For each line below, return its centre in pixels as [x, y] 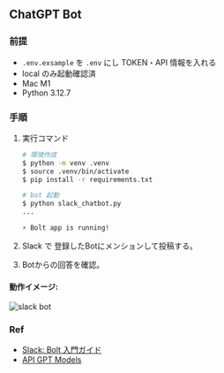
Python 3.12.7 [46, 93]
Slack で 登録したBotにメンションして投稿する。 [110, 246]
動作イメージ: [34, 286]
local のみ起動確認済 [59, 73]
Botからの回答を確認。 [63, 264]
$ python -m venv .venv [66, 163]
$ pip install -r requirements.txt [87, 179]
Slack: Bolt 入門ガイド [62, 350]
